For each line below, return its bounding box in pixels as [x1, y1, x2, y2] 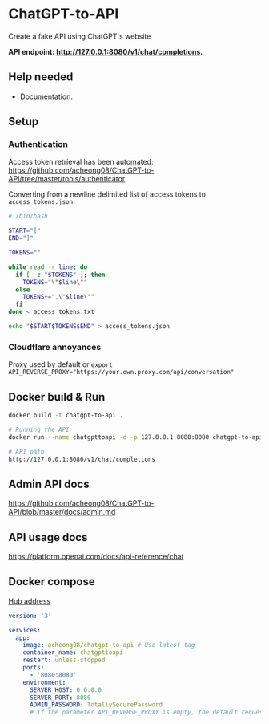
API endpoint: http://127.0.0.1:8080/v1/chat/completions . [8, 47, 203, 56]
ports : [22, 664, 45, 672]
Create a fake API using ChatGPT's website [8, 31, 151, 41]
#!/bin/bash [8, 212, 48, 221]
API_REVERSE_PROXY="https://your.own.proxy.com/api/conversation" [8, 368, 235, 376]
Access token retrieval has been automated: [8, 157, 154, 167]
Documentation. [19, 92, 74, 101]
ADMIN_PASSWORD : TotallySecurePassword [29, 701, 163, 709]
